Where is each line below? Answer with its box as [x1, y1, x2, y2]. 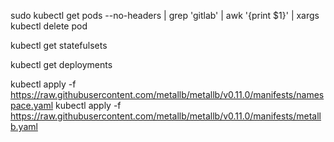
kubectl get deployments [10, 59, 113, 70]
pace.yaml [10, 100, 54, 111]
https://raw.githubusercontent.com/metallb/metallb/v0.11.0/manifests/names [10, 89, 325, 100]
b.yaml [10, 121, 38, 132]
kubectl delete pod [10, 20, 88, 32]
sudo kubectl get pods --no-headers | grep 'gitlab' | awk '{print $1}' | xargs [10, 10, 320, 21]
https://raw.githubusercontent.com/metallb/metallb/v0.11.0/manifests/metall [10, 110, 322, 122]
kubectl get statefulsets [10, 40, 108, 51]
